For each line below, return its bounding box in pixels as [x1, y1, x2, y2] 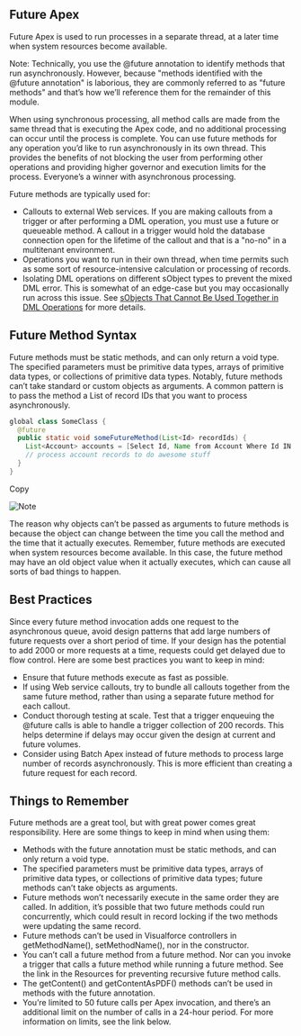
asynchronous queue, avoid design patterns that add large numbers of [9, 626, 271, 636]
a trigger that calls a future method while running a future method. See [22, 959, 284, 970]
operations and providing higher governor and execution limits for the [9, 161, 267, 172]
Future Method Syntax [9, 328, 137, 343]
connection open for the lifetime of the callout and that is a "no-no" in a [22, 234, 288, 246]
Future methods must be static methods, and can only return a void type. [9, 351, 279, 363]
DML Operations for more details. [22, 302, 146, 312]
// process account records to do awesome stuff [25, 450, 211, 460]
